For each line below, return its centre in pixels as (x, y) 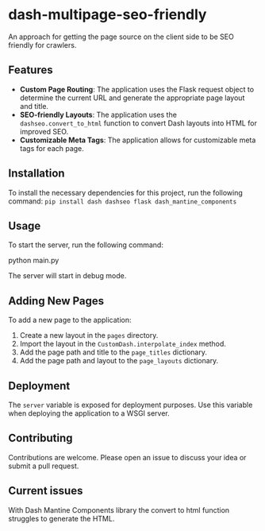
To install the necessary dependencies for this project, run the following (126, 192)
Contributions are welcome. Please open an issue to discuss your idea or (127, 457)
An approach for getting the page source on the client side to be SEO (121, 37)
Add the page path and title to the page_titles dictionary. (113, 352)
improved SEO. (44, 131)
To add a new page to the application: (70, 320)
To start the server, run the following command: (86, 245)
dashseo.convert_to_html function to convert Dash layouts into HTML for (138, 123)
